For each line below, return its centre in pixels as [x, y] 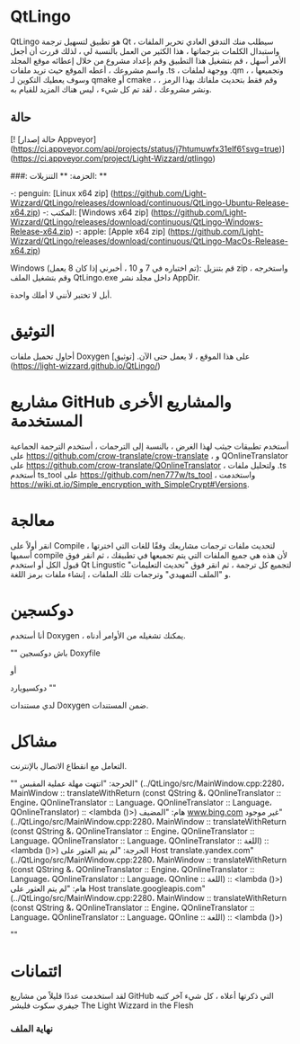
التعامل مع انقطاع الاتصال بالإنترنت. [69, 766]
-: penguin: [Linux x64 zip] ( [62, 193]
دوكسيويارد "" [33, 687]
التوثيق [32, 331]
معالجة [32, 520]
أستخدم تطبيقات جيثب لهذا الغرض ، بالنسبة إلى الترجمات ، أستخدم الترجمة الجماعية [150, 446]
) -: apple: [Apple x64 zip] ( [120, 231]
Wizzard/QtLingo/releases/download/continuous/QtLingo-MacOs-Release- [149, 241]
